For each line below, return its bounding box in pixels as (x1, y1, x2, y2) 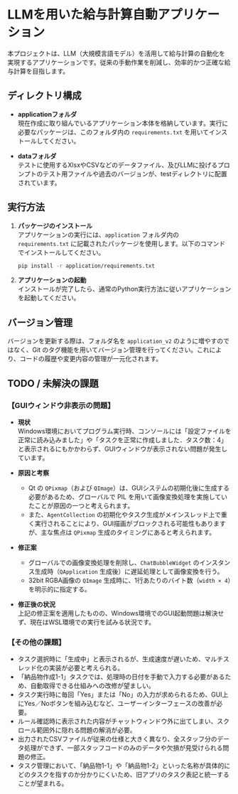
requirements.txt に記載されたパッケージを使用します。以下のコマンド (17, 239, 226, 247)
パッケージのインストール (17, 221, 93, 230)
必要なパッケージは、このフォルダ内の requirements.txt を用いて (17, 127, 210, 136)
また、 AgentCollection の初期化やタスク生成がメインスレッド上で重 (28, 510, 227, 519)
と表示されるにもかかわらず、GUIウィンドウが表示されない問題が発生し (17, 444, 228, 453)
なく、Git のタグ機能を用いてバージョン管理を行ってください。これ (13, 345, 210, 354)
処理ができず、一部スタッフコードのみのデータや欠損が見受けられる (23, 744, 223, 752)
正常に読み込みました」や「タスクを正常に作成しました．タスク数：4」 (17, 435, 227, 444)
